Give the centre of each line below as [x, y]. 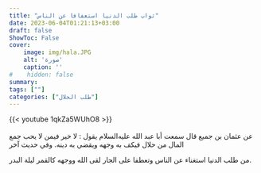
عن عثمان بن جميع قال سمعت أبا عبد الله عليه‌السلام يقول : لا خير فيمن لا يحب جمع [131, 136]
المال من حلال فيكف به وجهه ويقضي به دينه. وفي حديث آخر [97, 144]
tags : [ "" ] [27, 89]
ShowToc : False [34, 38]
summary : [23, 82]
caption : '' [43, 67]
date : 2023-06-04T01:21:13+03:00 [64, 23]
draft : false [31, 30]
